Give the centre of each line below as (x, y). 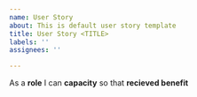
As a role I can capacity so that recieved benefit (99, 83)
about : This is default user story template (93, 26)
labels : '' (29, 42)
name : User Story (41, 17)
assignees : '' (35, 50)
